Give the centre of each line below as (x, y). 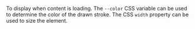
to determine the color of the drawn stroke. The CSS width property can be (97, 14)
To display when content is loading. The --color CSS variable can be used (97, 8)
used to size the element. (37, 21)
